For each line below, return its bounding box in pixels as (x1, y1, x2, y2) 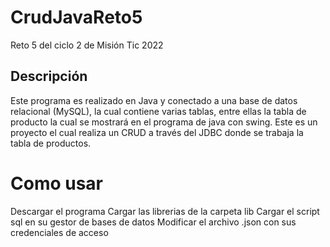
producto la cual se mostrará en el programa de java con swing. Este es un (10, 116, 318, 128)
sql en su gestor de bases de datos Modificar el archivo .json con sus (10, 216, 297, 228)
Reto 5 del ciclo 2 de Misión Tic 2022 (10, 39, 164, 51)
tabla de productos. (10, 137, 92, 149)
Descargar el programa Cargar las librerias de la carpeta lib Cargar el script (10, 205, 320, 217)
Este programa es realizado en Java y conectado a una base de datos (10, 94, 298, 106)
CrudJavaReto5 (10, 6, 143, 29)
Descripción (10, 68, 88, 85)
